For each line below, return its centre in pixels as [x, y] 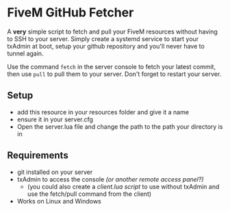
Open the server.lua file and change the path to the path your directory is [120, 126]
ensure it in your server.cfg [55, 119]
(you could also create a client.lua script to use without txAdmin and [123, 186]
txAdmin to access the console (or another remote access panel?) [110, 179]
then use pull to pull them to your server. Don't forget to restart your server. [114, 74]
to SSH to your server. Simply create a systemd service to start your [103, 38]
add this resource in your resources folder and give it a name [103, 112]
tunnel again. [25, 53]
